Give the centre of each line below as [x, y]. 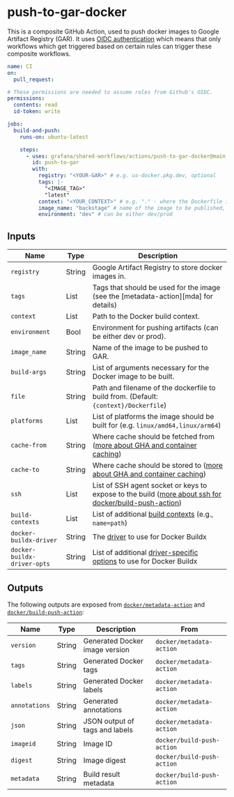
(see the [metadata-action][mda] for [153, 296]
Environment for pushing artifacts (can [155, 328]
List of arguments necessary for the [151, 368]
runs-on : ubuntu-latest [54, 137]
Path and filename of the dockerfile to [154, 388]
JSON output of [109, 721]
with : [40, 169]
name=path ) [110, 523]
